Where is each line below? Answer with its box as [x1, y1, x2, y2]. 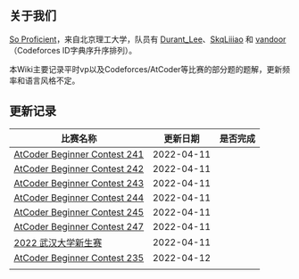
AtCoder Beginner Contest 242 [13, 162, 145, 175]
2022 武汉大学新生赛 [13, 236, 103, 249]
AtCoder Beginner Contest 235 [13, 251, 145, 264]
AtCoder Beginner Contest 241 [13, 148, 145, 160]
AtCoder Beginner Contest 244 [13, 191, 145, 203]
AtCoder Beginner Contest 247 [13, 220, 145, 233]
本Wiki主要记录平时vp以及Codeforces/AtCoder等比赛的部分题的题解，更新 [9, 63, 283, 74]
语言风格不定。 [24, 75, 80, 86]
